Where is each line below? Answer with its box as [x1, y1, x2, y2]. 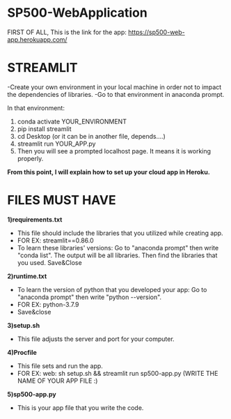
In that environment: [7, 103, 65, 112]
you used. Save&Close [17, 258, 82, 266]
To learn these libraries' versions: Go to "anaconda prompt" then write [17, 243, 219, 252]
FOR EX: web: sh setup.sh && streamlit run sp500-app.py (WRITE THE [17, 369, 218, 377]
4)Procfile [7, 348, 37, 356]
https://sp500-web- [127, 28, 186, 36]
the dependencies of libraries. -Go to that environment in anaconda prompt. [7, 90, 225, 98]
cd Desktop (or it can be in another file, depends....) [17, 132, 166, 140]
